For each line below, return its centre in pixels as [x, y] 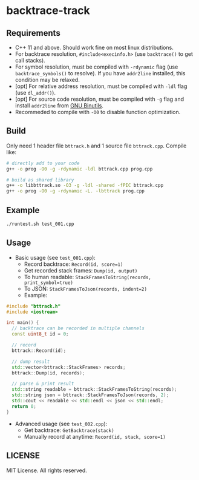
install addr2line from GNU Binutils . [59, 106]
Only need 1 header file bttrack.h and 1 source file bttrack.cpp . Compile [96, 146]
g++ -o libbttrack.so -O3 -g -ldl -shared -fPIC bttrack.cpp [85, 186]
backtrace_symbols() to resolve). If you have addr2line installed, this [100, 73]
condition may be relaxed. [47, 80]
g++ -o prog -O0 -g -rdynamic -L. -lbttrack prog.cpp [76, 191]
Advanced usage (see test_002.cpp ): [61, 424]
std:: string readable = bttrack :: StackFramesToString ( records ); [94, 390]
